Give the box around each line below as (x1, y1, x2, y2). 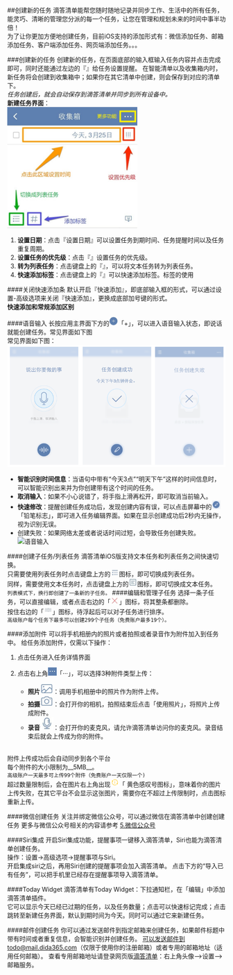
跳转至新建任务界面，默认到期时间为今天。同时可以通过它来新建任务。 (7, 911, 208, 919)
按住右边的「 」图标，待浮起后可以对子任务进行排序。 (7, 607, 168, 616)
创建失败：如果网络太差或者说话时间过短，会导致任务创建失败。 (17, 529, 200, 537)
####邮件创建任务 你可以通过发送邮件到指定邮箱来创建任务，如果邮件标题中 (7, 926, 225, 934)
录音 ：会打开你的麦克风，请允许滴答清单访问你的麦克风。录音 (27, 724, 217, 732)
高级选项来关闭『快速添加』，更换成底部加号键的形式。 (16, 294, 171, 303)
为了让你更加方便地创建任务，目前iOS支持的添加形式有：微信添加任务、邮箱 (7, 32, 224, 40)
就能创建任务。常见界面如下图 (7, 328, 92, 337)
